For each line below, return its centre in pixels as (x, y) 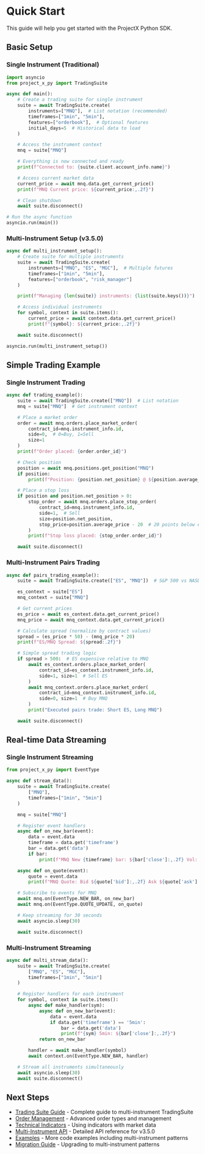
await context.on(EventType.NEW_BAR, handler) (88, 1056)
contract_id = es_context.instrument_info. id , (96, 670)
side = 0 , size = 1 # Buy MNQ (73, 699)
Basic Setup (30, 47)
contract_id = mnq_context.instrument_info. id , (98, 693)
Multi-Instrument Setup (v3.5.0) (55, 238)
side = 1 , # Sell (59, 513)
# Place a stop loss (43, 490)
